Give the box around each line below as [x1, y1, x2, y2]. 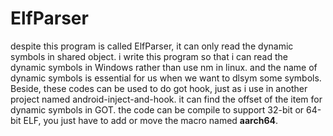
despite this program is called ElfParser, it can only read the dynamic [10, 40, 294, 52]
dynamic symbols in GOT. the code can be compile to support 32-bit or [10, 103, 305, 116]
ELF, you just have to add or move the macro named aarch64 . [23, 114, 279, 126]
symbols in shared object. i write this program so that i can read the [10, 50, 288, 62]
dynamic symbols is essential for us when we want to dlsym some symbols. [10, 72, 322, 84]
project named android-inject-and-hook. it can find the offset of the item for [10, 93, 323, 105]
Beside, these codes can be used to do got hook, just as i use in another [10, 82, 308, 94]
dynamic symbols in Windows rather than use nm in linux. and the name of [10, 61, 318, 73]
